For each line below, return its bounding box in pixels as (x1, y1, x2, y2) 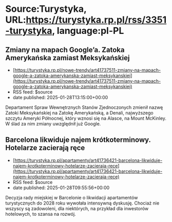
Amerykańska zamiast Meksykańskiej (5, 53, 130, 62)
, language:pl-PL (52, 25, 124, 36)
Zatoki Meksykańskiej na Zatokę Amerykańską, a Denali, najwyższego (5, 110, 154, 116)
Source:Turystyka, (5, 3, 87, 15)
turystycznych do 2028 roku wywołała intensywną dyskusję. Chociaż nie (5, 200, 160, 206)
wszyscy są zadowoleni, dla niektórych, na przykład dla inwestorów (5, 205, 149, 211)
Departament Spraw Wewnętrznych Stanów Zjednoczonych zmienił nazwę (5, 104, 163, 110)
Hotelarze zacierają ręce (5, 143, 85, 152)
